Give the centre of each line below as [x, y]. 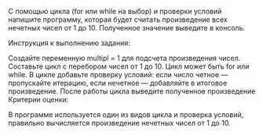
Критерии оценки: [38, 99]
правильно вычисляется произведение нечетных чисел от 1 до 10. [119, 123]
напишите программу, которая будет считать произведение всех [118, 20]
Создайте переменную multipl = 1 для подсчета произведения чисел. [124, 58]
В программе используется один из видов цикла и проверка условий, [126, 115]
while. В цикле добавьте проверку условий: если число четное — [118, 75]
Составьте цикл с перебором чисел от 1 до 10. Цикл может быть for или [129, 66]
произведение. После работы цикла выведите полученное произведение [132, 91]
